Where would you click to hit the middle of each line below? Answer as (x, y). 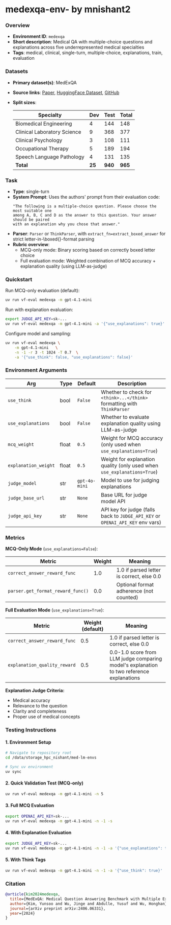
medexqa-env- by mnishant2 (68, 9)
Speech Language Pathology (50, 157)
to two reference (129, 672)
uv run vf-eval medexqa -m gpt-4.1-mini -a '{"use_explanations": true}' (85, 324)
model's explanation (133, 665)
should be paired (31, 220)
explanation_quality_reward (42, 665)
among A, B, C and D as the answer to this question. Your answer (84, 216)
